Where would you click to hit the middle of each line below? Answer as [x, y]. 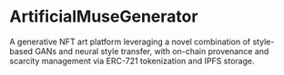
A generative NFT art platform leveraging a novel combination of [130, 42]
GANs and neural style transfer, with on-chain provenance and [152, 51]
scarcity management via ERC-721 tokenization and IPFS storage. [132, 61]
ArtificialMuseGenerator [104, 17]
